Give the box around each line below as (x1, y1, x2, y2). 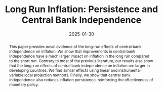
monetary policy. (9, 82, 39, 87)
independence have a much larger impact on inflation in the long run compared (9, 53, 150, 59)
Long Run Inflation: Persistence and (5, 4, 158, 15)
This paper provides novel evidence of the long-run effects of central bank (9, 44, 142, 49)
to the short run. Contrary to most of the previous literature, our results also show (9, 58, 153, 64)
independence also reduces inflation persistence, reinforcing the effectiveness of (9, 77, 153, 82)
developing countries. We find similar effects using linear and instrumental (9, 67, 141, 73)
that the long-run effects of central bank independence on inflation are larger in (9, 63, 150, 68)
